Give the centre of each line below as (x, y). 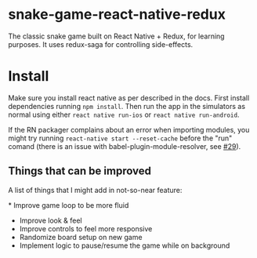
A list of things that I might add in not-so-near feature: (95, 190)
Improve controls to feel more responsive (86, 228)
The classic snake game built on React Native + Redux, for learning (116, 36)
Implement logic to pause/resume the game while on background (125, 245)
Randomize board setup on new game (81, 237)
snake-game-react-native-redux (117, 15)
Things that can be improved (80, 171)
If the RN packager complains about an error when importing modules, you (129, 129)
